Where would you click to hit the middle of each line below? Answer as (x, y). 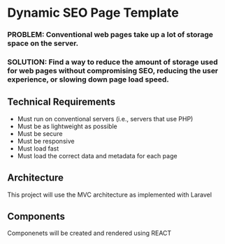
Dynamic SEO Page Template (93, 13)
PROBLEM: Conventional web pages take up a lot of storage (110, 35)
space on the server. (43, 43)
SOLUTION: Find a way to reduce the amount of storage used (112, 62)
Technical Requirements (61, 102)
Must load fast (38, 148)
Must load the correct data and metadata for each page (97, 155)
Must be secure (40, 133)
